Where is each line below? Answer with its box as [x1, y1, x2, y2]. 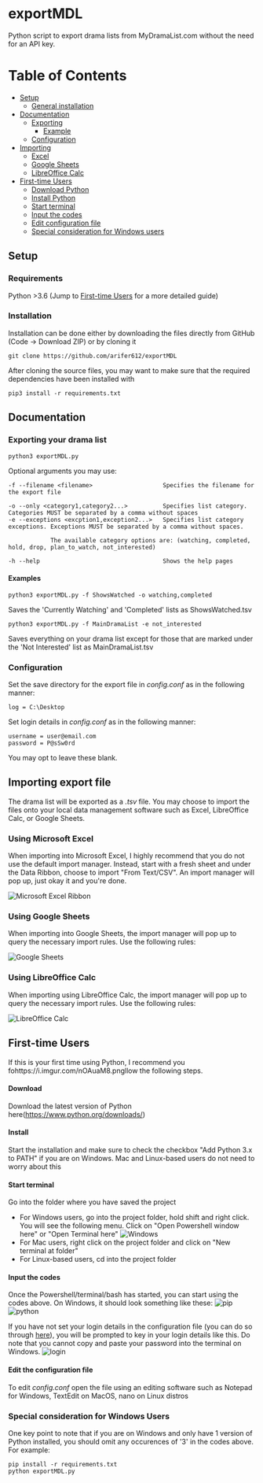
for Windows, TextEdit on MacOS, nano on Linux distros [8, 1391, 188, 1400]
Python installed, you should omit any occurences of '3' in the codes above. [8, 1437, 254, 1446]
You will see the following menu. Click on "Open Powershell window [19, 1221, 239, 1230]
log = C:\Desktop [8, 704, 65, 712]
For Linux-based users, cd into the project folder [19, 1255, 177, 1264]
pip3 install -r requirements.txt [8, 389, 122, 398]
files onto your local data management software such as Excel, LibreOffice [8, 804, 249, 815]
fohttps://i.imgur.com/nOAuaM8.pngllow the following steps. [8, 1066, 203, 1075]
